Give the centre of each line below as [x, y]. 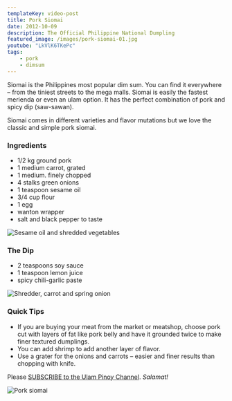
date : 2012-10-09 [32, 26]
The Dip [21, 250]
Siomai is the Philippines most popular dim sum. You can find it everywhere [115, 84]
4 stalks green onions [48, 182]
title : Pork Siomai [35, 20]
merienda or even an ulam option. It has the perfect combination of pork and [116, 99]
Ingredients [27, 145]
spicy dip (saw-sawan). [41, 106]
